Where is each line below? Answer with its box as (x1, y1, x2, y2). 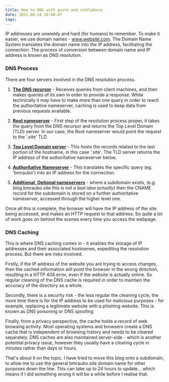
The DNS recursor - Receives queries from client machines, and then (12, 86, 158, 92)
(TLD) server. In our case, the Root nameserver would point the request (12, 128, 162, 134)
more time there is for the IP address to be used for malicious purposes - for (5, 297, 164, 303)
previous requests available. (12, 107, 72, 114)
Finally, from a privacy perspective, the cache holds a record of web (5, 318, 148, 324)
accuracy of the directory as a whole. (5, 282, 83, 288)
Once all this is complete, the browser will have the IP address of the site (5, 205, 157, 211)
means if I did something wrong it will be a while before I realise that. (5, 371, 148, 377)
